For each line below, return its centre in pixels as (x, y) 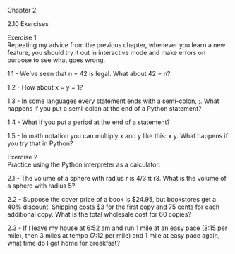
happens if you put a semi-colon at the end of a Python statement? (104, 108)
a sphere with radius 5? (41, 186)
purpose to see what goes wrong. (56, 60)
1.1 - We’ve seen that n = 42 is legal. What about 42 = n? (89, 74)
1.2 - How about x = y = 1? (45, 87)
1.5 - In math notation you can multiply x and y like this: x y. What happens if (117, 136)
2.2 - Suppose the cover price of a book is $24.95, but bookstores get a (112, 199)
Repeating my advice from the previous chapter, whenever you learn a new (116, 45)
